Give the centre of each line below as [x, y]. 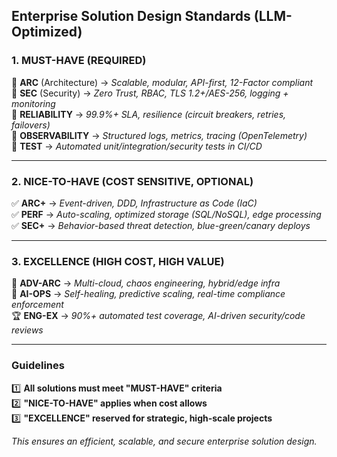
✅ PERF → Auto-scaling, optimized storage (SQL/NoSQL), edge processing [166, 214]
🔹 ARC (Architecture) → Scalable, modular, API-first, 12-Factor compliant [162, 82]
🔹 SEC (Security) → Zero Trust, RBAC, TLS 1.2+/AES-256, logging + [150, 93]
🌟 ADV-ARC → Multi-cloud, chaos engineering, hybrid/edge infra [146, 283]
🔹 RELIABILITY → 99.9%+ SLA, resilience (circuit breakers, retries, [149, 114]
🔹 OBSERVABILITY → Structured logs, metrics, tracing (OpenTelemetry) [159, 135]
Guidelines [38, 366]
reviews [27, 330]
